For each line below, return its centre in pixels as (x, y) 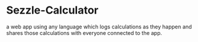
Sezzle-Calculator (52, 10)
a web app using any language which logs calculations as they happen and (99, 27)
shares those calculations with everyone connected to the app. (84, 33)
